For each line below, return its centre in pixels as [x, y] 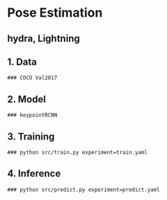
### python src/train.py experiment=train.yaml [78, 153]
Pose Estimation [55, 13]
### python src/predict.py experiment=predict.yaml [83, 190]
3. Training [31, 136]
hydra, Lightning [43, 39]
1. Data [22, 61]
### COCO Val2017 [32, 78]
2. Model [27, 99]
